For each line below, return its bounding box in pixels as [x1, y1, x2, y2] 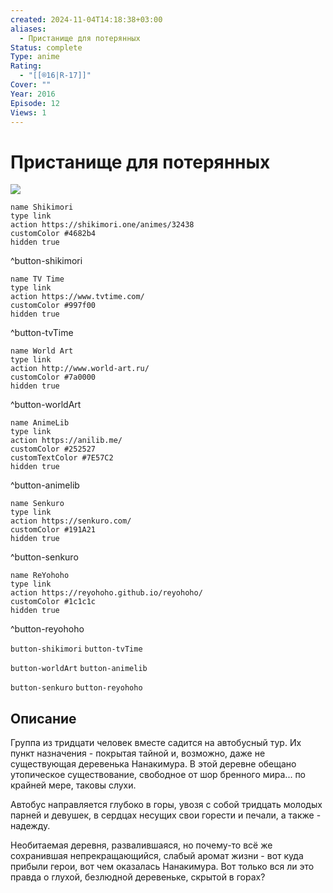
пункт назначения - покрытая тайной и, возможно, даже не [10, 747, 266, 760]
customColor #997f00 [10, 301, 97, 311]
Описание [10, 710, 77, 727]
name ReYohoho [10, 571, 70, 581]
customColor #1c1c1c [10, 597, 97, 607]
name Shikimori [10, 202, 74, 213]
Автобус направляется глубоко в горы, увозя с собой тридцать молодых [10, 799, 323, 811]
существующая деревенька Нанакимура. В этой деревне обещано [10, 758, 297, 770]
